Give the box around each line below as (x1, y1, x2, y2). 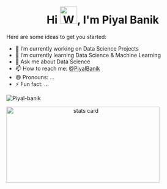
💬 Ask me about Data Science (15, 58, 91, 65)
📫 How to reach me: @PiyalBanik (15, 65, 100, 72)
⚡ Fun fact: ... (15, 80, 49, 88)
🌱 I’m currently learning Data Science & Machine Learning (15, 51, 161, 59)
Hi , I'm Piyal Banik (46, 13, 159, 27)
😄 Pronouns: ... (15, 73, 55, 80)
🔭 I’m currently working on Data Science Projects (15, 45, 139, 52)
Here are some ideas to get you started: (6, 33, 107, 40)
